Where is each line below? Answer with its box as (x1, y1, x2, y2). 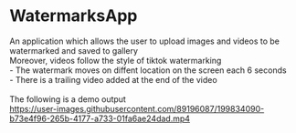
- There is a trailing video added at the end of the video (9, 74, 217, 85)
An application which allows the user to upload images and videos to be (9, 36, 280, 46)
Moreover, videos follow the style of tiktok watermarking (9, 55, 222, 66)
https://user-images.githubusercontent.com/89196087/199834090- (9, 103, 265, 114)
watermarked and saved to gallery (9, 45, 139, 56)
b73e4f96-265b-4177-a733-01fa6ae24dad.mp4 (9, 113, 190, 124)
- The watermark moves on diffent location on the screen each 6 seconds (9, 65, 287, 76)
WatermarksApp (9, 5, 138, 26)
